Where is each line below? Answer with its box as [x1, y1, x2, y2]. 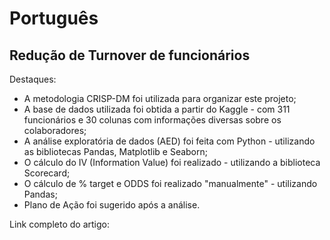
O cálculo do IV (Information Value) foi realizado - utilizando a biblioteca [23, 157, 321, 168]
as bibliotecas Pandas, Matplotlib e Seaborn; [23, 146, 209, 157]
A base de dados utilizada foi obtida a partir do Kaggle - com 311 [23, 103, 291, 115]
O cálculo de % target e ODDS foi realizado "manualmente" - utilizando [23, 178, 318, 189]
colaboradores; [23, 125, 87, 136]
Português [9, 7, 99, 30]
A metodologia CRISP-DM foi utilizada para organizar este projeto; [23, 93, 297, 104]
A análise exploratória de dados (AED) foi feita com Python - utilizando [23, 135, 316, 147]
